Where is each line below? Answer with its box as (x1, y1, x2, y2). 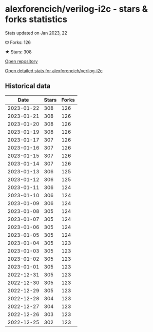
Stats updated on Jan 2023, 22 (5, 30, 67, 36)
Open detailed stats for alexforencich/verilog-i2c (5, 67, 103, 74)
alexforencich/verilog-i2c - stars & (5, 3, 148, 15)
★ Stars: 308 (5, 49, 32, 55)
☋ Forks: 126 (5, 39, 31, 45)
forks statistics (5, 14, 67, 25)
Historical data (5, 82, 51, 90)
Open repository (5, 58, 38, 64)
